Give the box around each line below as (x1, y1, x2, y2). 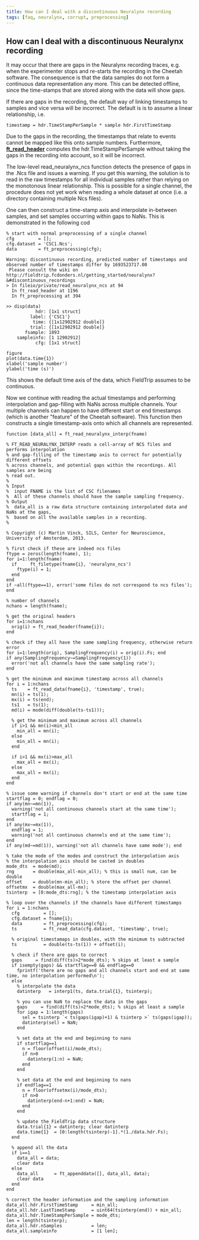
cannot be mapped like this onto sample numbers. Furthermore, (6, 139, 162, 146)
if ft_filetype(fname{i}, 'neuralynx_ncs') (11, 561, 132, 567)
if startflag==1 (17, 1041, 58, 1047)
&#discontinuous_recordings (6, 277, 76, 283)
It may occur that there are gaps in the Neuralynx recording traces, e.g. (6, 61, 181, 68)
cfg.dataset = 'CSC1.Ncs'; (6, 241, 73, 247)
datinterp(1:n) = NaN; (27, 1056, 84, 1063)
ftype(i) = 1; (17, 567, 52, 573)
